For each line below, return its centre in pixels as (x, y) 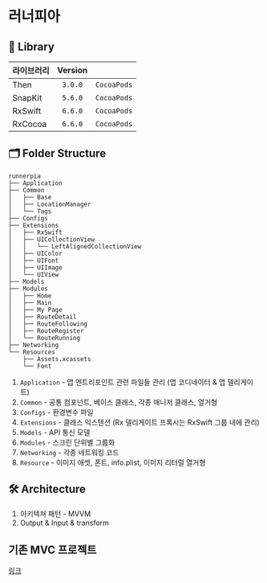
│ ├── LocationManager (50, 204)
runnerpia (25, 176)
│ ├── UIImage (35, 267)
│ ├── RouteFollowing (48, 324)
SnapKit (27, 98)
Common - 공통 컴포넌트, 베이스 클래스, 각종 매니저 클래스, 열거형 (119, 402)
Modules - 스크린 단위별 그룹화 (67, 442)
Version (73, 70)
